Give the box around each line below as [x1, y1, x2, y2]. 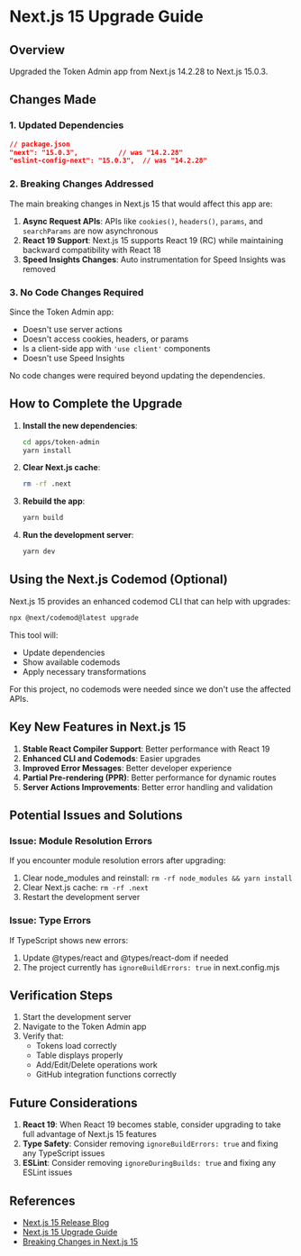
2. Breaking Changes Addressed [9, 177, 154, 190]
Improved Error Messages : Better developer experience [22, 762, 233, 773]
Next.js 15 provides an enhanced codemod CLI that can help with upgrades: [9, 596, 291, 606]
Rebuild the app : [22, 496, 86, 506]
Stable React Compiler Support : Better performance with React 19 [22, 743, 270, 754]
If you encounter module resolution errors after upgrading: [9, 855, 226, 866]
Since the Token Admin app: [9, 306, 114, 317]
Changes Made [9, 92, 96, 107]
